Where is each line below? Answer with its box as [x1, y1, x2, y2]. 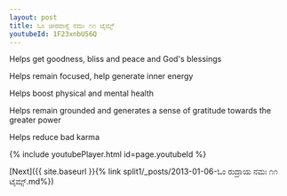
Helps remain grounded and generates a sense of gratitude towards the [9, 106, 272, 116]
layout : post [9, 12, 58, 22]
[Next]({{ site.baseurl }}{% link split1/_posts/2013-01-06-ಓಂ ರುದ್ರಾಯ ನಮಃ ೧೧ [9, 166, 278, 177]
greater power [9, 114, 61, 125]
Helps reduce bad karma [9, 132, 100, 143]
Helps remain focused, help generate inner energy [9, 71, 194, 82]
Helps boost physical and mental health [9, 88, 154, 98]
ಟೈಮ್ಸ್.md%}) [9, 176, 55, 187]
